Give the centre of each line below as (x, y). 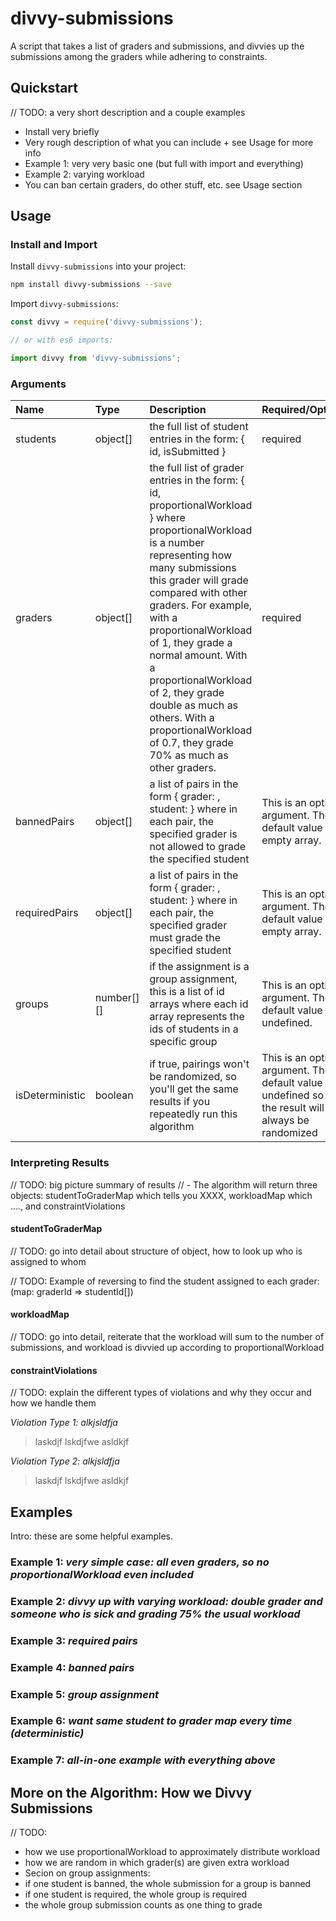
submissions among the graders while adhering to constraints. (139, 56)
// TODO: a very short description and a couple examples (128, 112)
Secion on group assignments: (87, 1873)
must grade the (185, 938)
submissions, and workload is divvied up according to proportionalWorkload (167, 1347)
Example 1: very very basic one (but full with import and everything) (164, 163)
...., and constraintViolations (68, 1206)
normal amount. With (198, 655)
